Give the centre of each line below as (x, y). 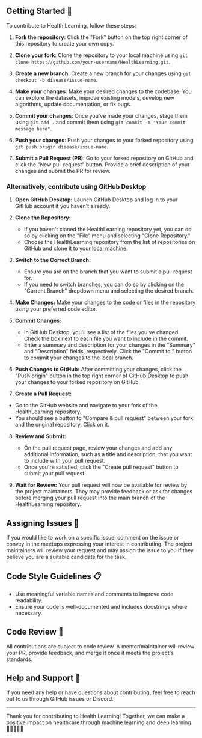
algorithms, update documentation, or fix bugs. (73, 104)
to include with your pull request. (65, 461)
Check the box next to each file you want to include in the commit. (106, 339)
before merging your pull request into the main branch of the (90, 498)
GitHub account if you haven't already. (63, 206)
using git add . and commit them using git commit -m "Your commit (100, 122)
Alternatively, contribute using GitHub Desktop (76, 186)
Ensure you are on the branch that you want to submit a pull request (108, 272)
